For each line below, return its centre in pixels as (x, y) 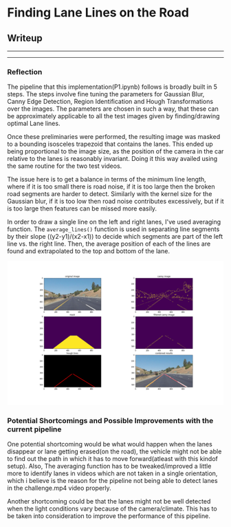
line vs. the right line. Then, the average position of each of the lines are (109, 244)
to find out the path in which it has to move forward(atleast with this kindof (113, 459)
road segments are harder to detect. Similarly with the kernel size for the (110, 194)
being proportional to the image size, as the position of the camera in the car (115, 151)
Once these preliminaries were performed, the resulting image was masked (114, 137)
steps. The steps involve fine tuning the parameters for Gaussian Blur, (106, 94)
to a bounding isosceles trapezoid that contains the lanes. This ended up (110, 144)
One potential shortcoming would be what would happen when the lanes (110, 444)
